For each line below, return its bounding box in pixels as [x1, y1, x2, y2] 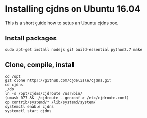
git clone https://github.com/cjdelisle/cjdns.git [5, 78, 111, 83]
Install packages [5, 34, 57, 42]
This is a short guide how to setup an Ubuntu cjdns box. [5, 20, 119, 26]
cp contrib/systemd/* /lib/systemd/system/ [5, 100, 96, 105]
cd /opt [5, 74, 21, 79]
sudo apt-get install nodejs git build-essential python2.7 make [5, 47, 142, 52]
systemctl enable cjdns [5, 104, 54, 109]
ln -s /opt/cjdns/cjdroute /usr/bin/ [5, 91, 83, 96]
